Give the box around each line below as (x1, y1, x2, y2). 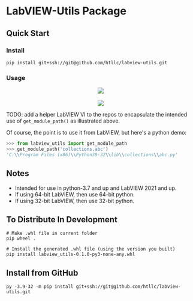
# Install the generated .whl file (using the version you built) (6, 246, 176, 252)
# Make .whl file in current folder (6, 230, 98, 237)
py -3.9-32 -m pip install (6, 284, 74, 290)
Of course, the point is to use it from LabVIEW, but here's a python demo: (6, 129, 187, 136)
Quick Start (6, 28, 50, 38)
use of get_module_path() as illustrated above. (6, 117, 120, 124)
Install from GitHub (6, 267, 79, 278)
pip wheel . (6, 236, 36, 242)
